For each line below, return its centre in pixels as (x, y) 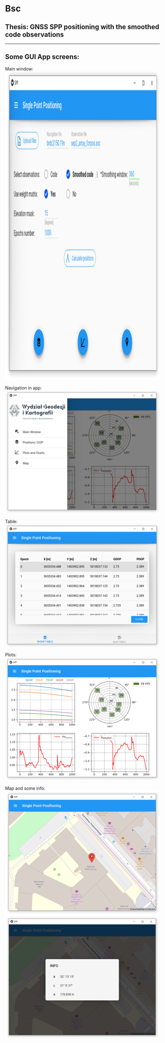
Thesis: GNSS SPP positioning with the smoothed (82, 27)
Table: (12, 522)
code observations (34, 34)
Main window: (19, 69)
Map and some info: (25, 788)
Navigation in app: (24, 387)
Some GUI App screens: (42, 57)
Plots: (11, 655)
